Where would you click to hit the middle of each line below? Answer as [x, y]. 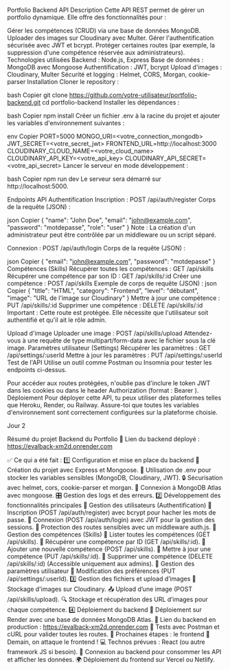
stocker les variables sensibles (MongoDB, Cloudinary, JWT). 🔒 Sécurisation [115, 478]
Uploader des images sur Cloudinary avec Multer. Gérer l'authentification [111, 38]
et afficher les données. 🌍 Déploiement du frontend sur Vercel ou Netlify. [111, 659]
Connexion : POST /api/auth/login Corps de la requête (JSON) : [96, 248]
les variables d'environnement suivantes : [66, 123]
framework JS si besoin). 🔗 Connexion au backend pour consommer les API [114, 652]
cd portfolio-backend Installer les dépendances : [111, 102]
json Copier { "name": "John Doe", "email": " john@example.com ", [100, 220]
